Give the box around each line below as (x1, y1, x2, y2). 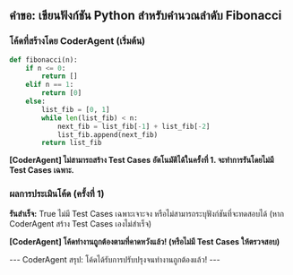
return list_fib (41, 139, 102, 148)
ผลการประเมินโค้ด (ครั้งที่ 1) (9, 188, 105, 201)
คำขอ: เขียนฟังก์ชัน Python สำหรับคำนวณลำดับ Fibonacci (9, 8, 282, 23)
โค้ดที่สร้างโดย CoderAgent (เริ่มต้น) (9, 35, 146, 47)
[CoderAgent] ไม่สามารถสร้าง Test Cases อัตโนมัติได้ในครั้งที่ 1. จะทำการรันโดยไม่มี (9, 155, 275, 166)
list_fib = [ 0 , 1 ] (41, 105, 110, 114)
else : (25, 97, 47, 107)
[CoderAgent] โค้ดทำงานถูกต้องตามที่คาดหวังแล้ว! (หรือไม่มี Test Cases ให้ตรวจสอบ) (9, 236, 280, 246)
